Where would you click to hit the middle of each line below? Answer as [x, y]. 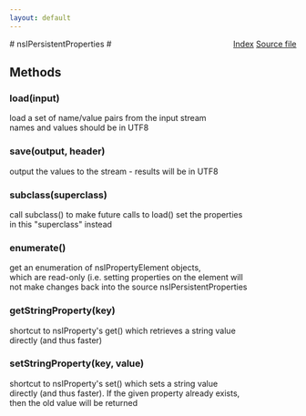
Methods [36, 72]
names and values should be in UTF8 [79, 127]
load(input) [35, 98]
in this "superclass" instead [61, 224]
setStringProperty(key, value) [76, 363]
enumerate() [38, 248]
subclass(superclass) [58, 195]
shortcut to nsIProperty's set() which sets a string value [114, 383]
